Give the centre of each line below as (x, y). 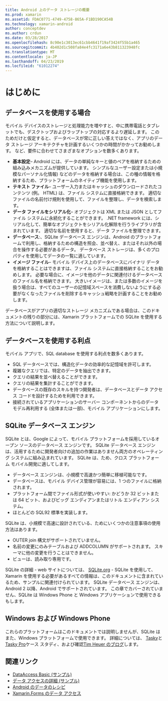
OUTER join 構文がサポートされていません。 (58, 540)
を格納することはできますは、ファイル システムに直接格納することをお (86, 268)
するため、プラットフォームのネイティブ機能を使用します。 (78, 180)
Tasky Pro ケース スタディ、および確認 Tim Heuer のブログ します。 (73, 644)
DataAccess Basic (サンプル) (42, 674)
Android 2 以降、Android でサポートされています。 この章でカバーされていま (84, 588)
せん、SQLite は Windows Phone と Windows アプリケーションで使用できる (83, 595)
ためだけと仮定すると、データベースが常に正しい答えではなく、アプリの (80, 138)
